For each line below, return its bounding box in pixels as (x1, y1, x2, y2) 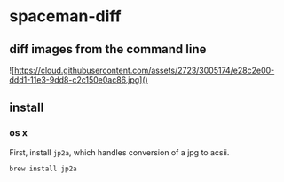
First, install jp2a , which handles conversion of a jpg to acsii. (9, 146, 230, 157)
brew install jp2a (9, 164, 77, 173)
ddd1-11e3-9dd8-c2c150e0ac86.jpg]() (9, 75, 148, 85)
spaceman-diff (9, 6, 122, 27)
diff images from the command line (9, 42, 207, 57)
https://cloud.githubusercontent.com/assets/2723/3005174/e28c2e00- (14, 65, 275, 75)
